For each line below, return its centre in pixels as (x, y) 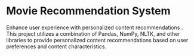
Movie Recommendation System (89, 11)
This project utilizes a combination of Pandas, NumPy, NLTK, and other (93, 33)
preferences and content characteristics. (56, 46)
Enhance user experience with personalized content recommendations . (95, 27)
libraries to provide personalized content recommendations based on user (97, 40)
